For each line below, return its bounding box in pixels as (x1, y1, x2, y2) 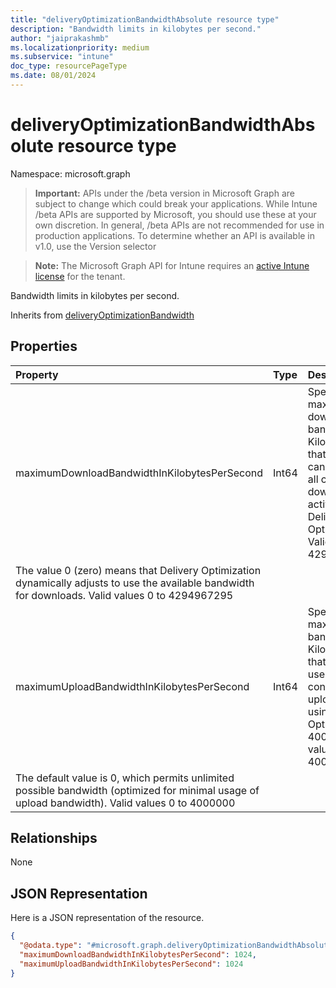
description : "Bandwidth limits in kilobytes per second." (10, 24, 262, 34)
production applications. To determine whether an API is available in (34, 229, 316, 241)
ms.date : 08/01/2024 (10, 71, 97, 81)
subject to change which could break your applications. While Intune (34, 197, 318, 210)
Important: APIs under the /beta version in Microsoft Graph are (34, 187, 295, 199)
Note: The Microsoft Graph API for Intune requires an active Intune (34, 259, 310, 271)
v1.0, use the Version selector (34, 240, 157, 252)
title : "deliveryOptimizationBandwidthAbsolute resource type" (10, 14, 280, 25)
